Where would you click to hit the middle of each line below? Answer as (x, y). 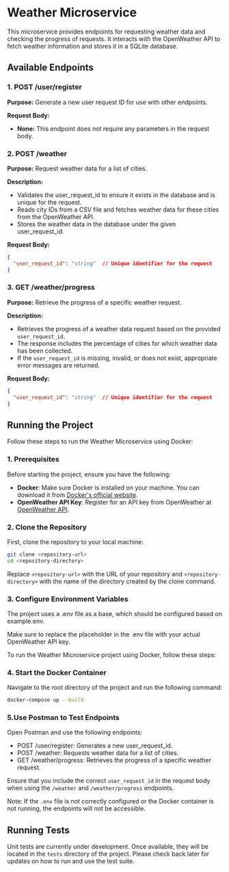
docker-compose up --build (45, 700)
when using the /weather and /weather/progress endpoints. (91, 788)
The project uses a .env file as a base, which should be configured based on (115, 613)
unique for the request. (49, 202)
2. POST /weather (37, 153)
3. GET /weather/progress (51, 287)
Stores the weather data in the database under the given (96, 224)
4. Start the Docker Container (57, 672)
